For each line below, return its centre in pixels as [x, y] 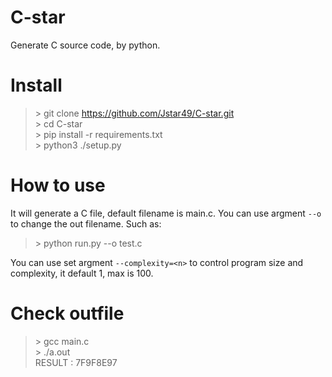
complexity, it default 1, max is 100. [82, 273]
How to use [58, 185]
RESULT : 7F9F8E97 [76, 362]
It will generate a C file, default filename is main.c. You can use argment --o [166, 213]
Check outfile [67, 313]
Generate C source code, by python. [85, 45]
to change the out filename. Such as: [86, 223]
